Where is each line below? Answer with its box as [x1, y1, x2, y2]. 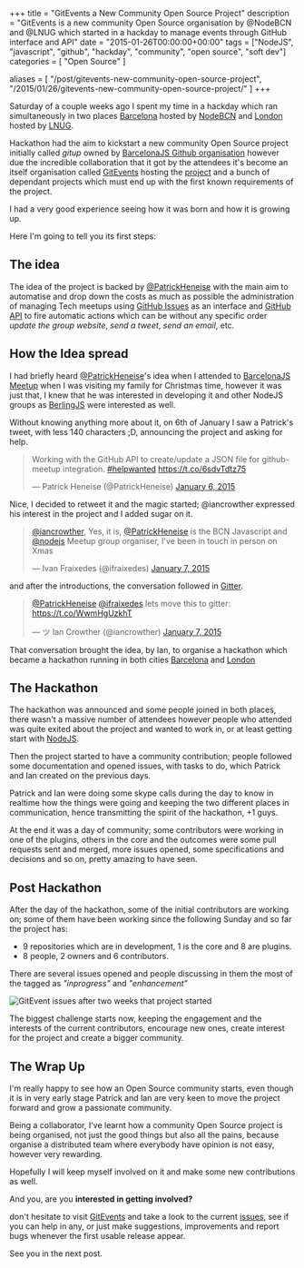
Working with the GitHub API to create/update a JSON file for [31, 453, 260, 464]
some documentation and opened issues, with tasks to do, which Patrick [9, 760, 281, 771]
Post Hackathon [9, 880, 103, 896]
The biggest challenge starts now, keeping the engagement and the [9, 1013, 262, 1025]
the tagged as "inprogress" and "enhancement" [9, 978, 188, 989]
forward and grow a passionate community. [9, 1103, 172, 1114]
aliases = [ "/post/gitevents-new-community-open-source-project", [9, 74, 262, 84]
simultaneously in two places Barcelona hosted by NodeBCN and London [9, 111, 283, 121]
